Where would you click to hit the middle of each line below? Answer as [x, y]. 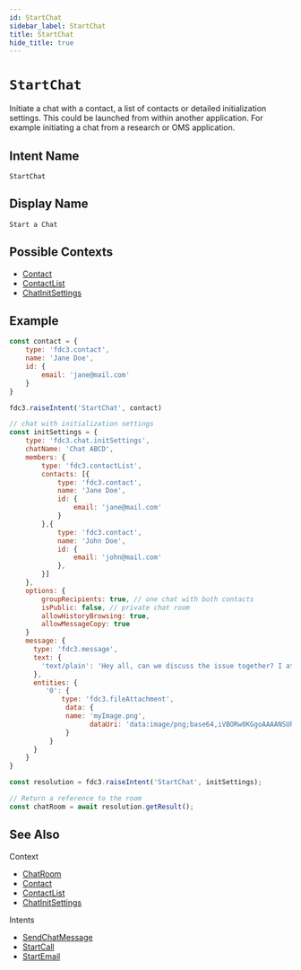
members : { [46, 457]
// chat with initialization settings [82, 424]
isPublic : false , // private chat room [116, 607]
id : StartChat [36, 17]
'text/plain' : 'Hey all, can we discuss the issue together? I [162, 666]
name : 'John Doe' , [91, 541]
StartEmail [41, 956]
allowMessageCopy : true [86, 625]
